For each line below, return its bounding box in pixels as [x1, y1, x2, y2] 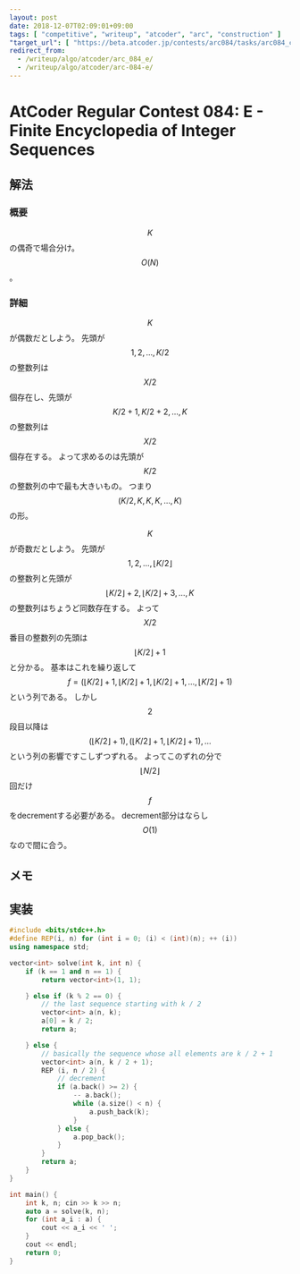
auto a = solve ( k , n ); [25, 1207, 110, 1216]
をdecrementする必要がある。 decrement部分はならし [9, 811, 209, 821]
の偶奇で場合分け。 [9, 242, 80, 253]
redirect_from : [9, 47, 66, 55]
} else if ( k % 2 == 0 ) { [25, 991, 122, 1000]
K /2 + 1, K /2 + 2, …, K [112, 406, 187, 417]
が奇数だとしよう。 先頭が [9, 543, 105, 555]
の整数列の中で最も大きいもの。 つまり [9, 480, 153, 492]
